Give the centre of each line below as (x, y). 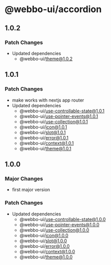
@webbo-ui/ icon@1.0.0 (44, 235)
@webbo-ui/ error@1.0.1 (44, 138)
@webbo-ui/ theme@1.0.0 (46, 257)
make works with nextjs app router (48, 100)
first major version (31, 190)
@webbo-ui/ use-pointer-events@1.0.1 (59, 116)
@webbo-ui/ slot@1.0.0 (43, 241)
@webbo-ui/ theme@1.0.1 (45, 148)
